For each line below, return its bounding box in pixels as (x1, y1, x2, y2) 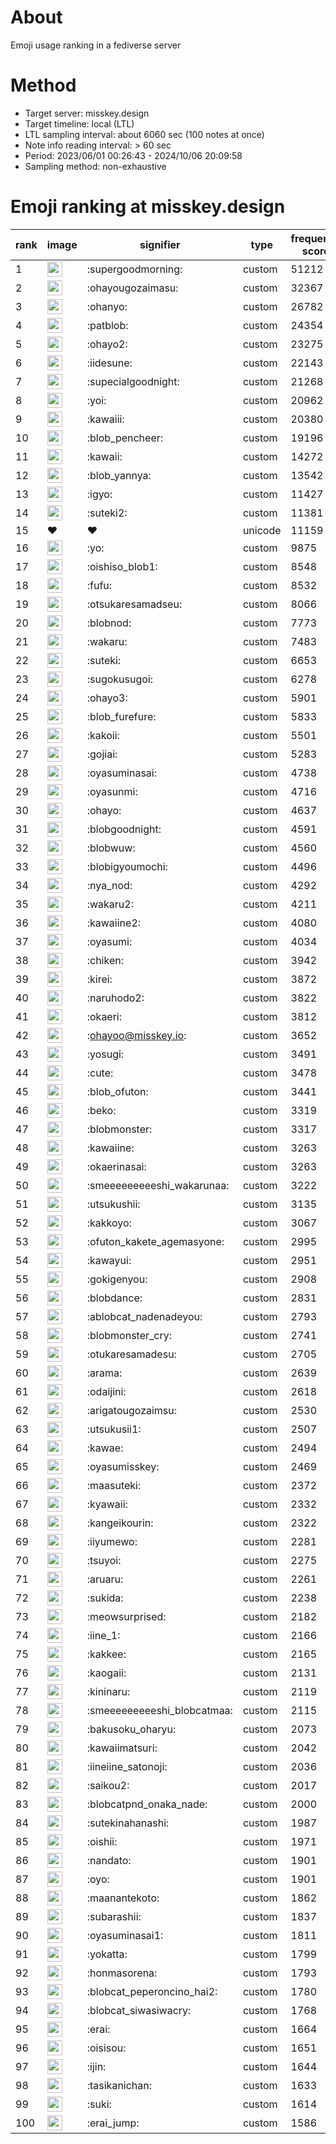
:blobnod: (86, 616, 132, 630)
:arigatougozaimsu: (86, 1403, 178, 1417)
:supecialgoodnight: (86, 374, 180, 388)
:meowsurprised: (86, 1609, 167, 1623)
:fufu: (86, 578, 113, 592)
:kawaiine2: (86, 916, 142, 930)
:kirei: (86, 972, 113, 986)
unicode (242, 523, 282, 537)
